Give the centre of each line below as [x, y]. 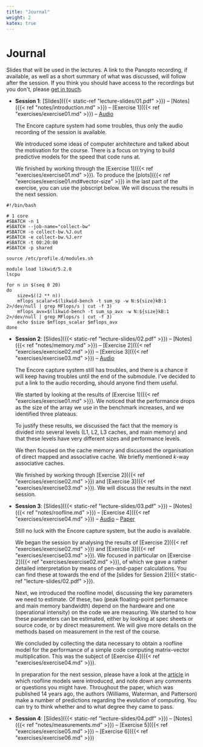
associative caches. [40, 463]
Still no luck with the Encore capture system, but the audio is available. [103, 531]
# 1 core [17, 216]
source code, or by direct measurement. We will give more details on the [106, 625]
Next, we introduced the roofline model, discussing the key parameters [104, 593]
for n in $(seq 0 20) [34, 285]
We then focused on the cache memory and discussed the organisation [104, 450]
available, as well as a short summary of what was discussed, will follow [96, 76]
